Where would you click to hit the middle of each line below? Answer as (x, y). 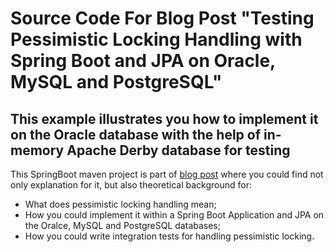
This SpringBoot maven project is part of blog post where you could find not (167, 174)
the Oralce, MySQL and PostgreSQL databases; (122, 225)
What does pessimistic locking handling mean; (120, 204)
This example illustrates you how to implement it (164, 118)
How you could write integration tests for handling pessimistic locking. (169, 236)
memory (37, 150)
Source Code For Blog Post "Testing (162, 18)
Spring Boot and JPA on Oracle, (143, 61)
